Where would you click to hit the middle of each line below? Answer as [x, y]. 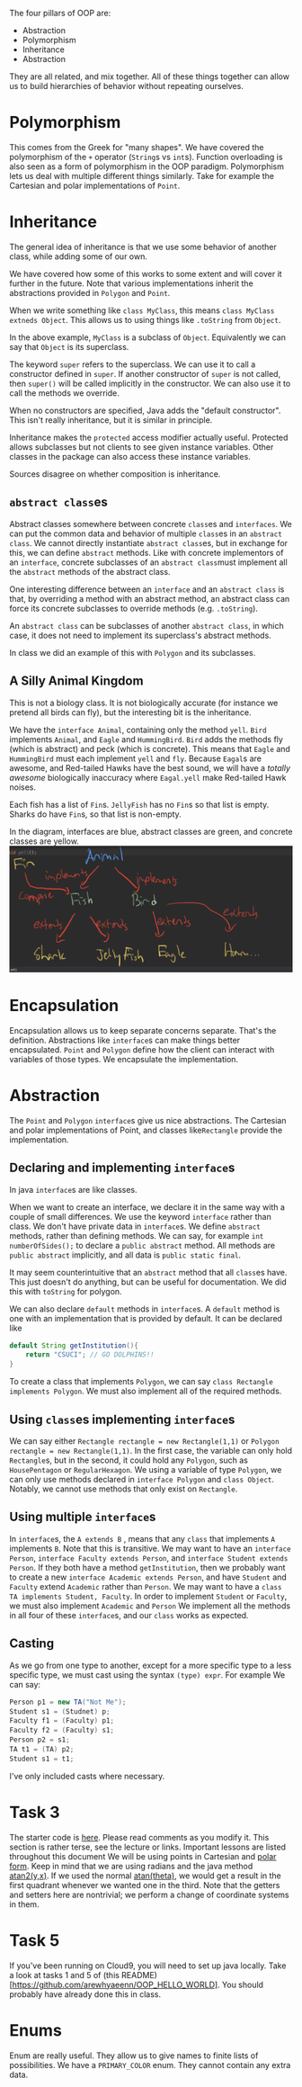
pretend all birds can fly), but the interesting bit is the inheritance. [130, 712]
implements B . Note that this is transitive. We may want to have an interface [150, 1548]
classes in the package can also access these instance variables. [130, 456]
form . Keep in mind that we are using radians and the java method [131, 1866]
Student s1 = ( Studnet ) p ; [60, 1711]
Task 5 [35, 1940]
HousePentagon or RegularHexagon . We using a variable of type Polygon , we [146, 1470]
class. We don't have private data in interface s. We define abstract [135, 1226]
